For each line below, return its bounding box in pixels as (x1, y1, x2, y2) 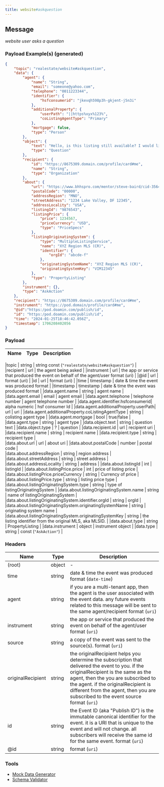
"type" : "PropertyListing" (31, 275, 86, 280)
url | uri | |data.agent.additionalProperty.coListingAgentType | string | (5, 409, 144, 415)
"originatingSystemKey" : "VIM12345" (40, 266, 115, 272)
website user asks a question (5, 38, 64, 44)
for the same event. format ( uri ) (70, 738, 143, 744)
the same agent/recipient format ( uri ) (70, 608, 157, 615)
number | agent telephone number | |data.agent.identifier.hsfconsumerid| (5, 398, 152, 404)
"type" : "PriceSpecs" (40, 226, 84, 231)
